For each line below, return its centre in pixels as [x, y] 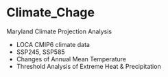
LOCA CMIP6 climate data [53, 44]
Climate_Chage [51, 13]
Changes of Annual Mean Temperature [71, 59]
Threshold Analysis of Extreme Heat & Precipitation [89, 66]
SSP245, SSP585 [41, 52]
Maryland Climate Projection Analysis [59, 31]
